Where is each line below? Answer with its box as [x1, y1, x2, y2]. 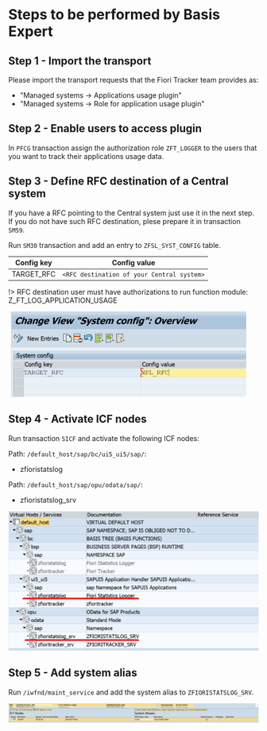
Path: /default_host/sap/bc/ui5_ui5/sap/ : [8, 449, 147, 458]
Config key [14, 258, 53, 268]
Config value [111, 258, 156, 268]
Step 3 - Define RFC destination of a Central [8, 175, 229, 188]
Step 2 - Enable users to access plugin [8, 122, 203, 136]
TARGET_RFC [11, 269, 56, 279]
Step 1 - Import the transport [8, 54, 152, 68]
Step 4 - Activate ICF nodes [8, 412, 147, 426]
